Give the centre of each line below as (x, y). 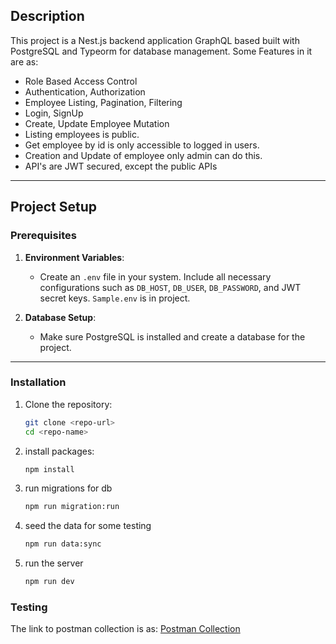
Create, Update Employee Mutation (97, 123)
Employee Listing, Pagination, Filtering (103, 102)
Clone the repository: (68, 404)
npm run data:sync (63, 544)
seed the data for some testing (88, 526)
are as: (24, 61)
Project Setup (54, 207)
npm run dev (49, 582)
